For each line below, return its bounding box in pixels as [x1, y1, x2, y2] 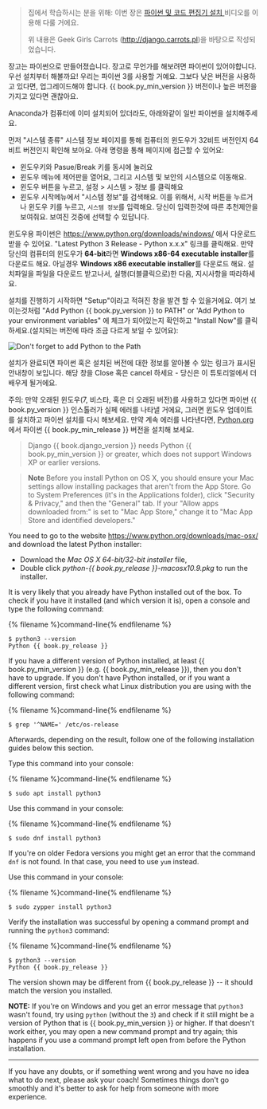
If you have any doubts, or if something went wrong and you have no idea [8, 1067, 250, 1076]
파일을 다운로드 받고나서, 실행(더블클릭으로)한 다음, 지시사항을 [35, 269, 228, 278]
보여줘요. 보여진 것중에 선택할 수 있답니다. [19, 212, 149, 222]
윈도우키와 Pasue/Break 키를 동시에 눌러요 [19, 163, 153, 171]
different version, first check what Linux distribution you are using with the [8, 682, 252, 690]
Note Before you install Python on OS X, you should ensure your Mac [27, 474, 254, 482]
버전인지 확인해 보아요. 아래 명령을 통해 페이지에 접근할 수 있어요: [22, 145, 224, 155]
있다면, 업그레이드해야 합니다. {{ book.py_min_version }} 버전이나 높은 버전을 [16, 81, 257, 91]
